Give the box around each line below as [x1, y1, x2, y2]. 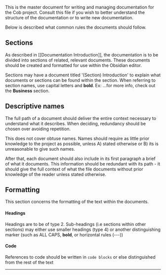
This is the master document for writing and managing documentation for [5, 4, 155, 10]
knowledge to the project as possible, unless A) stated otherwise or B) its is [5, 141, 159, 147]
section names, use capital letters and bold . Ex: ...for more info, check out [5, 82, 156, 88]
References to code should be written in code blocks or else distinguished [5, 254, 156, 260]
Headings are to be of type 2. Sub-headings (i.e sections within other [5, 221, 146, 227]
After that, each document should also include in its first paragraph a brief [5, 156, 156, 162]
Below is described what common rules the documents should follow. [5, 24, 147, 30]
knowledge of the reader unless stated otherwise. [5, 171, 107, 177]
